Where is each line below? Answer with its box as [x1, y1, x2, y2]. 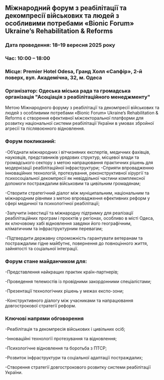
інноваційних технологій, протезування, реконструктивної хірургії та [5, 170, 149, 176]
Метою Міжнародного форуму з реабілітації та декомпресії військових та [5, 105, 160, 111]
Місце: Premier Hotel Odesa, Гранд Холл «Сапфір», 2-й [5, 68, 142, 75]
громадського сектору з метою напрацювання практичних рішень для [5, 159, 153, 165]
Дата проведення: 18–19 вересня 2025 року [5, 42, 116, 49]
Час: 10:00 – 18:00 [5, 55, 50, 62]
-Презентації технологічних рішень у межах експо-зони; [5, 288, 124, 294]
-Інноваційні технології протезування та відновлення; [5, 336, 117, 342]
